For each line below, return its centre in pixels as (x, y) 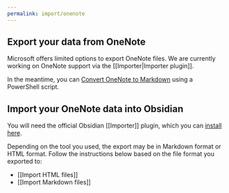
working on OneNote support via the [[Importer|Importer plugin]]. (101, 66)
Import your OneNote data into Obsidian (95, 109)
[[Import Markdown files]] (54, 183)
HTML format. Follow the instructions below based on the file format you (111, 154)
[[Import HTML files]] (48, 175)
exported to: (25, 162)
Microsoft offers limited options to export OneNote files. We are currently (112, 59)
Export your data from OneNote (76, 42)
